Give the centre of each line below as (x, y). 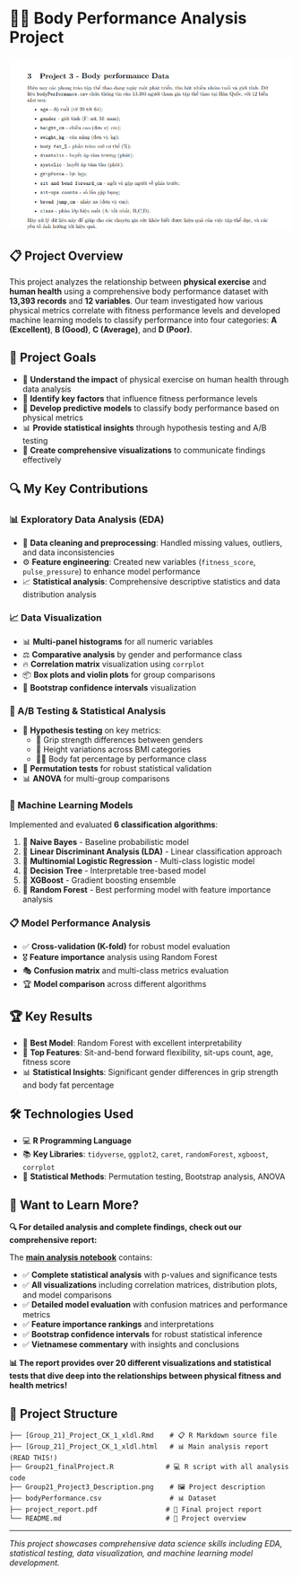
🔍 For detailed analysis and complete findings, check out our (125, 1227)
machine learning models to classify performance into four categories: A (143, 320)
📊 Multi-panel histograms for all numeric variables (117, 641)
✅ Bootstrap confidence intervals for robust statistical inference (142, 1335)
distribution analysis (59, 594)
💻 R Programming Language (77, 1141)
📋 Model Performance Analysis (80, 923)
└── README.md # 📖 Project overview (128, 1518)
